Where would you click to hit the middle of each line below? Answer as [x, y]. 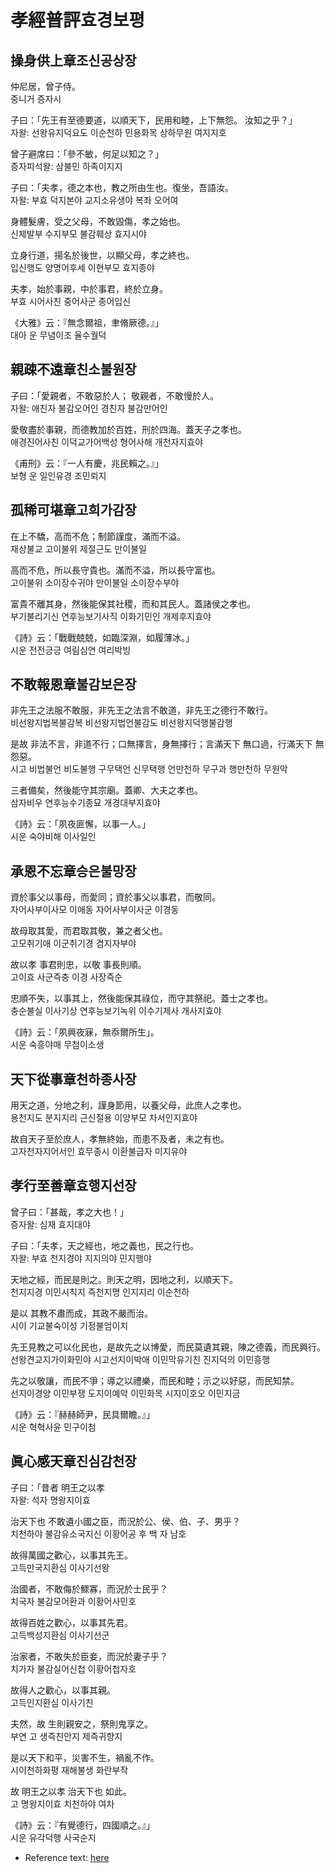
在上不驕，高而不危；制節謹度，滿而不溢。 [98, 536]
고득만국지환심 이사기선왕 [60, 1567]
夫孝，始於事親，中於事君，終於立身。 [89, 289]
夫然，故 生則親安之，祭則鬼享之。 [81, 1723]
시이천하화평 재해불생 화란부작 [69, 1770]
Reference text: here [67, 1857]
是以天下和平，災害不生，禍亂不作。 [85, 1757]
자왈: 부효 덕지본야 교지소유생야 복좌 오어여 [94, 200]
